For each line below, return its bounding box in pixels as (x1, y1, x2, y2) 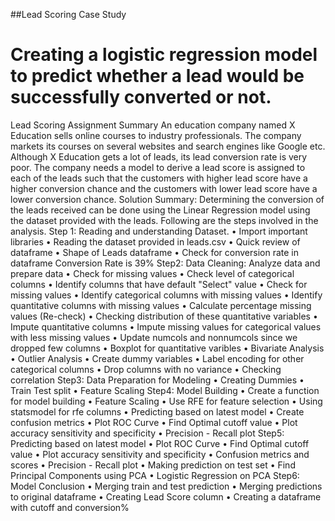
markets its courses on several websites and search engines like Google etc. (10, 140, 326, 152)
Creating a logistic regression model (10, 44, 318, 66)
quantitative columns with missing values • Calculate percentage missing (10, 299, 312, 311)
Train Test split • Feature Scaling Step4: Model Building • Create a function (10, 384, 320, 396)
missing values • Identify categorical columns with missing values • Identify (10, 289, 323, 301)
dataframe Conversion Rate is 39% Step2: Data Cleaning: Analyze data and (10, 257, 321, 269)
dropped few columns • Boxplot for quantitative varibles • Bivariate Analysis (10, 342, 325, 354)
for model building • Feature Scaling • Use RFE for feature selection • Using (10, 395, 323, 407)
